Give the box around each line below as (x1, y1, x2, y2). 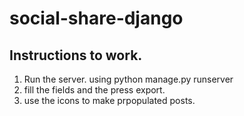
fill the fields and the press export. (23, 84, 166, 96)
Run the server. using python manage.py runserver (23, 73, 234, 85)
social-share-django (9, 7, 184, 30)
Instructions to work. (9, 47, 143, 64)
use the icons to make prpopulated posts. (23, 95, 196, 106)
